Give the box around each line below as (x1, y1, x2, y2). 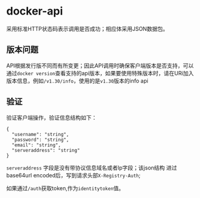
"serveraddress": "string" (12, 147, 80, 153)
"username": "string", (12, 131, 69, 137)
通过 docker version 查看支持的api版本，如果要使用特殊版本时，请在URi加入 (6, 69, 194, 77)
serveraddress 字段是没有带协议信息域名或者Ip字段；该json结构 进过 (6, 164, 178, 171)
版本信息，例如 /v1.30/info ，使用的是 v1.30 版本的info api (6, 77, 149, 84)
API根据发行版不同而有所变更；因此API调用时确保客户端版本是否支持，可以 (6, 62, 194, 69)
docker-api (6, 4, 63, 18)
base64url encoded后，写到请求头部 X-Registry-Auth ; (6, 171, 141, 179)
